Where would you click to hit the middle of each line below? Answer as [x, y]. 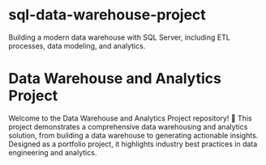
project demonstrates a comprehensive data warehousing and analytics [128, 126]
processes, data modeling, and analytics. [77, 45]
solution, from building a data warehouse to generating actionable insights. [133, 135]
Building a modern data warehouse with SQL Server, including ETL [120, 37]
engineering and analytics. [53, 152]
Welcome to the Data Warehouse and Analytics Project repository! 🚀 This [131, 118]
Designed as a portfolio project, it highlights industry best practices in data [133, 144]
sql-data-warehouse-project [107, 15]
